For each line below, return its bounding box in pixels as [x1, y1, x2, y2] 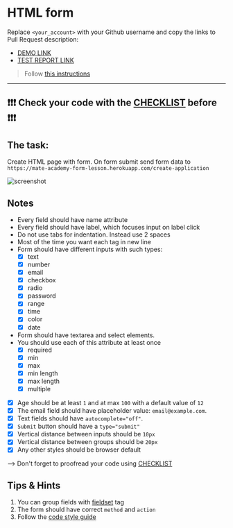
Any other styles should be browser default [17, 445, 141, 454]
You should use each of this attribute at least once [17, 338, 162, 346]
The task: [7, 139, 49, 151]
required [27, 346, 52, 354]
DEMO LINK [17, 49, 52, 57]
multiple [27, 384, 51, 393]
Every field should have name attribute [17, 215, 128, 223]
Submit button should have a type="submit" [17, 422, 140, 431]
